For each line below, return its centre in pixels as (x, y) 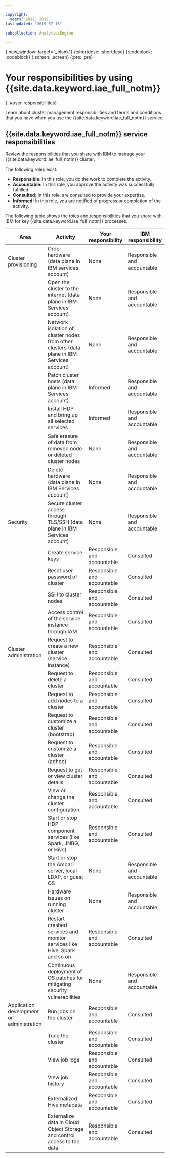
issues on (59, 898)
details (55, 782)
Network (58, 322)
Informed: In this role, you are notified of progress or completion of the (87, 201)
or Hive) (57, 850)
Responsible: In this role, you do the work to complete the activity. (82, 179)
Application (21, 1005)
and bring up (63, 415)
